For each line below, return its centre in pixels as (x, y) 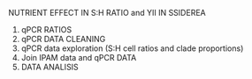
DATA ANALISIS (50, 67)
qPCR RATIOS (46, 29)
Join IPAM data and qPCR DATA (79, 57)
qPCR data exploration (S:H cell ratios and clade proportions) (132, 48)
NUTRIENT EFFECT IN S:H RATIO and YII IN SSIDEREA (107, 13)
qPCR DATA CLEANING (63, 39)
